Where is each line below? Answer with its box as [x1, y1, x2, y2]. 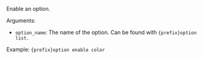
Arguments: [6, 17, 36, 24]
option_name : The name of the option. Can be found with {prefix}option [15, 29, 197, 36]
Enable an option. [6, 5, 51, 12]
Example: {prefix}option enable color [6, 46, 105, 53]
